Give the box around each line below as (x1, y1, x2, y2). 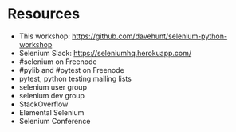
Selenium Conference (18, 116, 91, 126)
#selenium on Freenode (18, 57, 97, 66)
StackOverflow (18, 99, 69, 109)
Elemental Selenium (18, 107, 85, 117)
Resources (7, 5, 81, 23)
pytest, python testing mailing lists (18, 74, 132, 83)
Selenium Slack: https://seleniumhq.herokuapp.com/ (18, 48, 192, 58)
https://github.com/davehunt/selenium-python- (72, 31, 228, 41)
